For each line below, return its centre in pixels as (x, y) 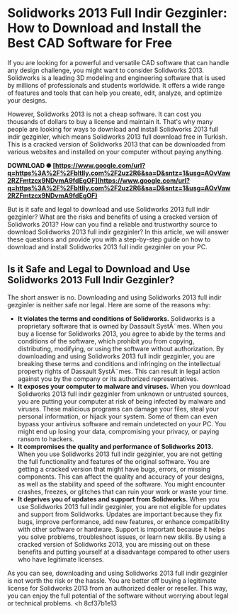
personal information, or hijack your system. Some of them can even (117, 416)
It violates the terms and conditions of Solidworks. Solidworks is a (116, 318)
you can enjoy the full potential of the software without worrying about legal (118, 596)
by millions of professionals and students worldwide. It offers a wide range (116, 85)
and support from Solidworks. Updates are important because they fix (120, 514)
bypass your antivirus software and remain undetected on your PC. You (122, 423)
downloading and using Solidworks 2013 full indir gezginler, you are (116, 356)
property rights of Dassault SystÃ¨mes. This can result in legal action (119, 371)
